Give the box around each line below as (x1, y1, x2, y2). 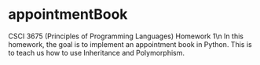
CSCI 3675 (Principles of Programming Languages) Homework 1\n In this (8, 31, 244, 41)
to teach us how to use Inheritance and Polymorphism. (8, 48, 185, 57)
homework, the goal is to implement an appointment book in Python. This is (8, 39, 253, 49)
